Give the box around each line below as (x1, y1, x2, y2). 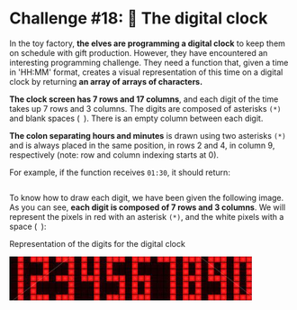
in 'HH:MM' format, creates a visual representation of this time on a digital (9, 67, 283, 77)
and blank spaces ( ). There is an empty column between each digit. (9, 113, 264, 123)
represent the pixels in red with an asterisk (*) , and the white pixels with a (9, 211, 284, 222)
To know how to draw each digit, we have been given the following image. (9, 192, 284, 203)
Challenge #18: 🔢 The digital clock (9, 8, 268, 29)
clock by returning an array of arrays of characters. (9, 76, 203, 87)
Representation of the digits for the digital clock (9, 238, 186, 249)
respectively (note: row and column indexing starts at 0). (9, 149, 219, 160)
